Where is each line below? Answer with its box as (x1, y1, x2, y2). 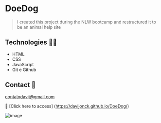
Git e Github (12, 67, 36, 72)
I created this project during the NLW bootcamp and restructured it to (17, 19, 157, 25)
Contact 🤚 (5, 81, 36, 89)
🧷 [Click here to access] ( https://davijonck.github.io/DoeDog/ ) (5, 103, 129, 109)
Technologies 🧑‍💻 (5, 38, 57, 47)
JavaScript (12, 61, 34, 67)
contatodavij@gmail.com (5, 93, 55, 100)
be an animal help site (17, 24, 61, 30)
